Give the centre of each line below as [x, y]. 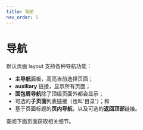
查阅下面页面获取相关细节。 [40, 121]
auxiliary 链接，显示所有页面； [53, 86]
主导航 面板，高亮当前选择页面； [54, 79]
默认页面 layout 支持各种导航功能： [49, 66]
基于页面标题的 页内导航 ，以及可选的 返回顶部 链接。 [77, 109]
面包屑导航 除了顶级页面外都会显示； [59, 94]
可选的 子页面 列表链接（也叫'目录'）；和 [62, 101]
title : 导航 [20, 12]
